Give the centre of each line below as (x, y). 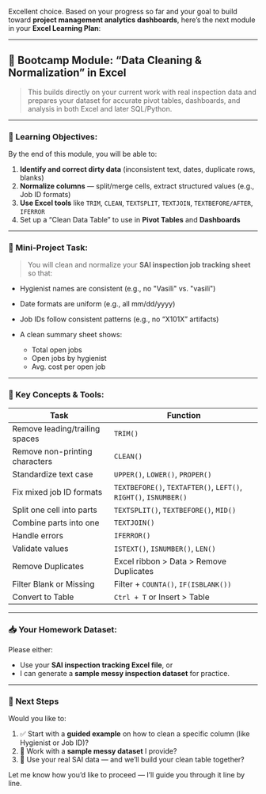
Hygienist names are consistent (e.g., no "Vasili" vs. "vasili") (118, 289)
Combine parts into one (56, 522)
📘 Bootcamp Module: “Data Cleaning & (105, 61)
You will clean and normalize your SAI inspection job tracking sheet (139, 265)
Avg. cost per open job (68, 367)
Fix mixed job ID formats (57, 492)
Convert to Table (43, 597)
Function (184, 415)
